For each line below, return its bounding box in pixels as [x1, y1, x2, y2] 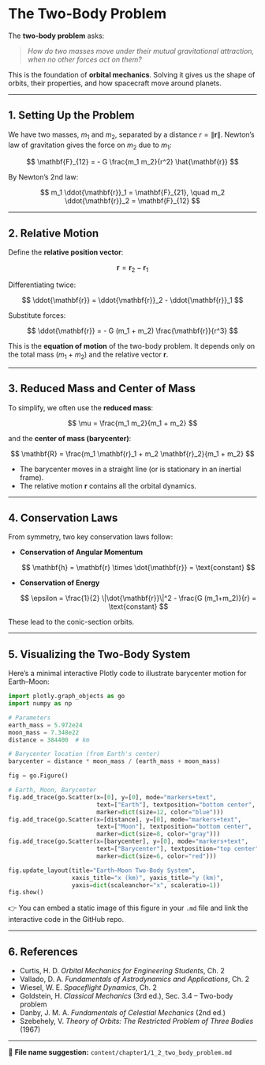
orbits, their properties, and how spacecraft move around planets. [8, 78, 222, 88]
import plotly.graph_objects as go [8, 693, 125, 701]
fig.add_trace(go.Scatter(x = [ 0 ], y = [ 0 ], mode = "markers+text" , [8, 793, 217, 801]
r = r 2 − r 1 [117, 262, 148, 274]
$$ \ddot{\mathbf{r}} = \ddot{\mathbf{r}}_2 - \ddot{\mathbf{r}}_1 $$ [21, 295, 244, 304]
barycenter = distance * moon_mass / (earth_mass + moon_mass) [8, 757, 221, 765]
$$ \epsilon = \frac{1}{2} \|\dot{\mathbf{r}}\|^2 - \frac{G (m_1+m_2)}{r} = [20, 594, 257, 603]
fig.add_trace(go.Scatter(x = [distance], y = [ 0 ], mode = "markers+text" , [8, 815, 242, 823]
